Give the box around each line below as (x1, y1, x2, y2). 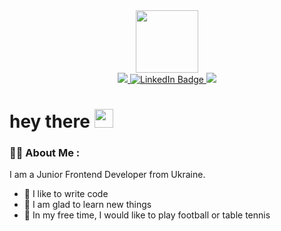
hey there (9, 110, 91, 133)
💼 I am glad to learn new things (23, 199, 152, 211)
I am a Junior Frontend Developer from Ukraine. (9, 169, 206, 181)
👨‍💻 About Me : (9, 146, 81, 160)
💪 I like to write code (23, 188, 109, 200)
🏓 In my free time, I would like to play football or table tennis (23, 209, 271, 221)
